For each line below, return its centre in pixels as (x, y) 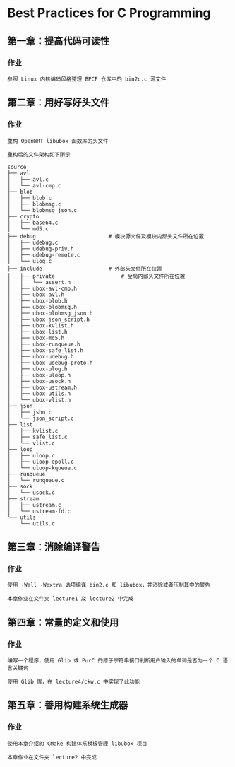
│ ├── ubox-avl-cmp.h (42, 288)
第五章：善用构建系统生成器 (68, 705)
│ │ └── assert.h (39, 282)
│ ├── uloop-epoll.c (41, 462)
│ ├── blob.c (30, 198)
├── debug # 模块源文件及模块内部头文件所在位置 (106, 236)
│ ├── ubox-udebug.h (41, 356)
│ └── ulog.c (30, 261)
